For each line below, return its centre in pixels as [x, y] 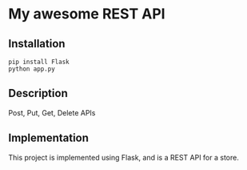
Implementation [49, 138]
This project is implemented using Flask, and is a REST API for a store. [124, 157]
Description [38, 93]
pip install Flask [39, 62]
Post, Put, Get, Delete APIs [52, 112]
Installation [37, 44]
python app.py [32, 69]
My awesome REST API [87, 14]
